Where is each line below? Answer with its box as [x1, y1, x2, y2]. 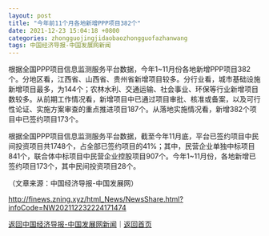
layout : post [8, 11, 52, 20]
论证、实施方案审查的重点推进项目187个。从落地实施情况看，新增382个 [14, 105, 251, 114]
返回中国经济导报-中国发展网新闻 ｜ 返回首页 [8, 219, 152, 229]
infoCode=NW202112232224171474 [8, 203, 126, 213]
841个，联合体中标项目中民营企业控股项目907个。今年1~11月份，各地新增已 [8, 151, 256, 161]
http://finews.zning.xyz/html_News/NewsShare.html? [8, 194, 184, 204]
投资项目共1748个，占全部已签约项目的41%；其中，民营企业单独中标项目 [14, 142, 255, 151]
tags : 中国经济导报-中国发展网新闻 [8, 42, 111, 50]
